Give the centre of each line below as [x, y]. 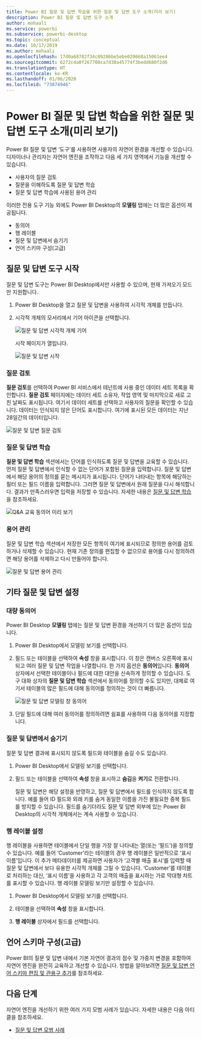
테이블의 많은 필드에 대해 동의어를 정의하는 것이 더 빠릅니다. [96, 688]
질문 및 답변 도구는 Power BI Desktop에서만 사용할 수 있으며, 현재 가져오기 [94, 284]
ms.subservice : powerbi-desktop [46, 34]
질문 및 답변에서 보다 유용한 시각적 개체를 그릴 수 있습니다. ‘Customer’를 [91, 868]
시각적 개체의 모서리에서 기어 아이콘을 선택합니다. [73, 318]
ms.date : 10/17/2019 [32, 46]
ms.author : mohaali [31, 51]
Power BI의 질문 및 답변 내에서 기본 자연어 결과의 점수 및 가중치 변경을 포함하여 [99, 958]
